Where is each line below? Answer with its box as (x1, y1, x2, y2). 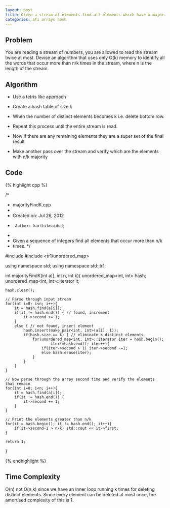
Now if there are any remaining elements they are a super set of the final (12, 133, 164, 139)
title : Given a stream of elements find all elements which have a (5, 12, 151, 17)
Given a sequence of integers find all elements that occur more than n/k (12, 237, 163, 244)
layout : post (5, 7, 33, 13)
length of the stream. (5, 66, 49, 72)
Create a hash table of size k (12, 104, 72, 109)
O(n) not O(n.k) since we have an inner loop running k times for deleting (5, 486, 155, 492)
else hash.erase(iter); (41, 350, 92, 355)
